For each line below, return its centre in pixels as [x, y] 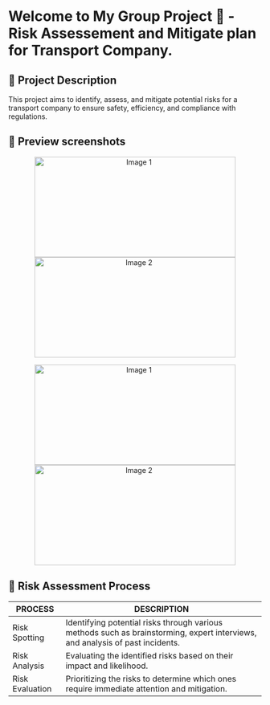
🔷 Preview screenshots [67, 142]
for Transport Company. [90, 51]
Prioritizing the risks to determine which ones [151, 679]
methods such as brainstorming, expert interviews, [161, 632]
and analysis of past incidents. [123, 642]
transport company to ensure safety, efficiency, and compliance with [122, 108]
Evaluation [32, 688]
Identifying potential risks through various [144, 622]
